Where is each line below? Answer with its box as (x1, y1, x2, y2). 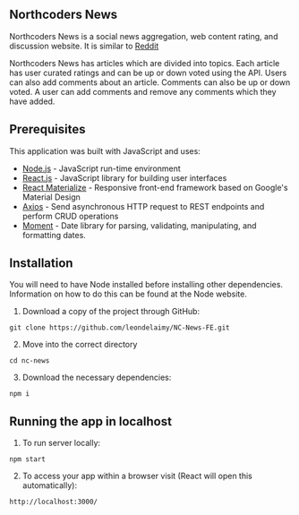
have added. (9, 96, 56, 107)
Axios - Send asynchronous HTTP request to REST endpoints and (21, 201, 265, 211)
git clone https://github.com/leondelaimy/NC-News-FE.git (9, 323, 230, 332)
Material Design (21, 192, 81, 202)
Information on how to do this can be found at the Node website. (9, 288, 248, 299)
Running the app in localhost (9, 414, 173, 429)
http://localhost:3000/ (9, 497, 98, 507)
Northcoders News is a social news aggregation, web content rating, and (9, 30, 278, 41)
